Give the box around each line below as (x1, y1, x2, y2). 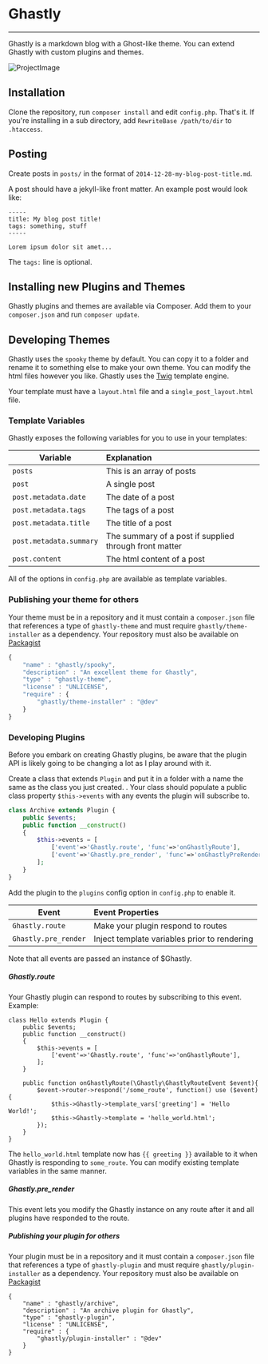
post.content (12, 555, 62, 564)
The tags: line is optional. (8, 257, 93, 266)
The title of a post (105, 517, 172, 528)
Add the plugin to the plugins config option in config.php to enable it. (8, 887, 236, 897)
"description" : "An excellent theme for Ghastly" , (22, 668, 198, 676)
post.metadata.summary (12, 536, 98, 546)
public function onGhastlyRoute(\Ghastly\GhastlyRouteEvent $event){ (22, 1079, 259, 1087)
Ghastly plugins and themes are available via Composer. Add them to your (8, 301, 252, 311)
